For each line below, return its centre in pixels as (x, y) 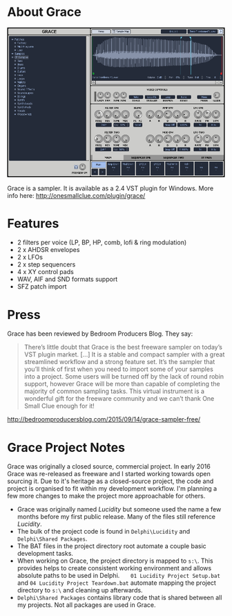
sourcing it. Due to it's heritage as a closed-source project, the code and (110, 481)
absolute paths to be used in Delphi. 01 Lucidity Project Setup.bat (119, 576)
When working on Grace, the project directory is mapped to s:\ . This (115, 561)
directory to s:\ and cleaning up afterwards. (80, 590)
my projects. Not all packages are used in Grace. (86, 605)
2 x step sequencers (46, 264)
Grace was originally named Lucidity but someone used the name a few (119, 509)
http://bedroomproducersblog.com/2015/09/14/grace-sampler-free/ (104, 419)
